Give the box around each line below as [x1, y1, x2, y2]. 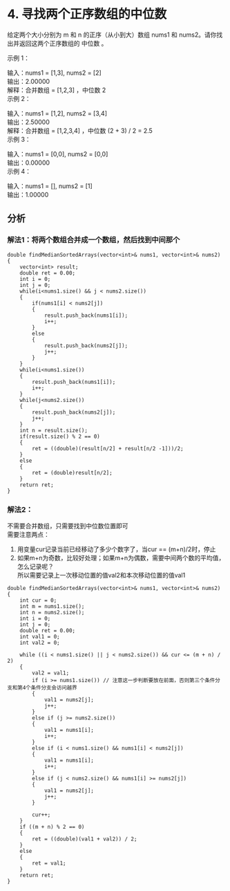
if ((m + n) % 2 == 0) [19, 823, 85, 830]
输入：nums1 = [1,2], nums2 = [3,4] [7, 109, 107, 118]
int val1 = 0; [19, 633, 60, 640]
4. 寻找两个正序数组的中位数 [7, 6, 167, 22]
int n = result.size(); [19, 427, 88, 434]
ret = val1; [32, 859, 67, 867]
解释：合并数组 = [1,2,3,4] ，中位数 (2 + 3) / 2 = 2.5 [7, 126, 153, 135]
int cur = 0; [19, 596, 57, 604]
